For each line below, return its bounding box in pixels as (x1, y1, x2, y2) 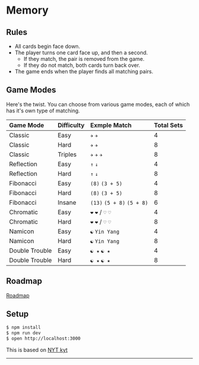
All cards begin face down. (14, 43, 81, 50)
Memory (6, 4, 49, 17)
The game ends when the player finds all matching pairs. (14, 68, 154, 75)
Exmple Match (90, 121, 132, 129)
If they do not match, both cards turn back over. (23, 62, 140, 69)
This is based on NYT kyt (6, 347, 68, 354)
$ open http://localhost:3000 (6, 335, 81, 342)
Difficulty (57, 121, 85, 129)
